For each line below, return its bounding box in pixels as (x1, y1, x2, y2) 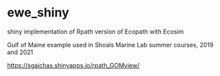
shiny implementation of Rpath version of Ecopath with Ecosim (7, 27, 184, 36)
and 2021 (7, 48, 34, 56)
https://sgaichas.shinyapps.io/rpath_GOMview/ (7, 61, 140, 69)
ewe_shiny (7, 5, 70, 21)
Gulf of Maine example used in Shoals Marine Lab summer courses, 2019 (7, 40, 214, 49)
